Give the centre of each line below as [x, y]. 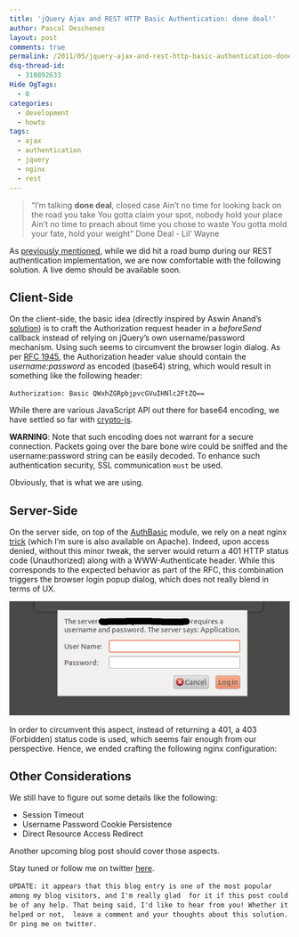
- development [43, 113]
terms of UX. [32, 589]
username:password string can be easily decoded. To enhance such [135, 456]
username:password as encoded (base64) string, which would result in [140, 366]
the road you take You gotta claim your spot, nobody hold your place [157, 215]
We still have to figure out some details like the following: [113, 798]
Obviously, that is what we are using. [77, 483]
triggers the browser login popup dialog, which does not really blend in [139, 580]
